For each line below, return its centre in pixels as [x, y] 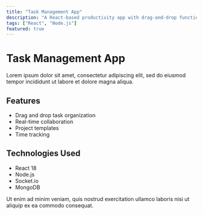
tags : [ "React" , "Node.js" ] [42, 23]
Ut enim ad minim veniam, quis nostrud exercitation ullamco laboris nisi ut [98, 199]
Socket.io [27, 181]
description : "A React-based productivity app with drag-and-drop [92, 18]
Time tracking [32, 134]
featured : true [25, 29]
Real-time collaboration [44, 122]
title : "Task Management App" [44, 12]
